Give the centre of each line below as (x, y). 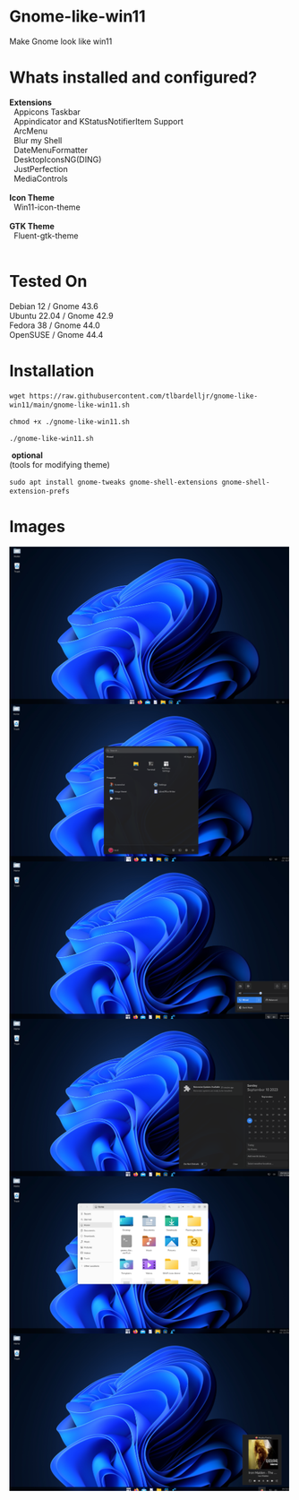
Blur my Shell (38, 140)
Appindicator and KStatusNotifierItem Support (98, 121)
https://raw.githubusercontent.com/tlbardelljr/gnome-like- (143, 396)
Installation (52, 371)
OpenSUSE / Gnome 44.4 (56, 334)
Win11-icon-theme (47, 207)
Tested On (48, 282)
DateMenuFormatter (50, 150)
